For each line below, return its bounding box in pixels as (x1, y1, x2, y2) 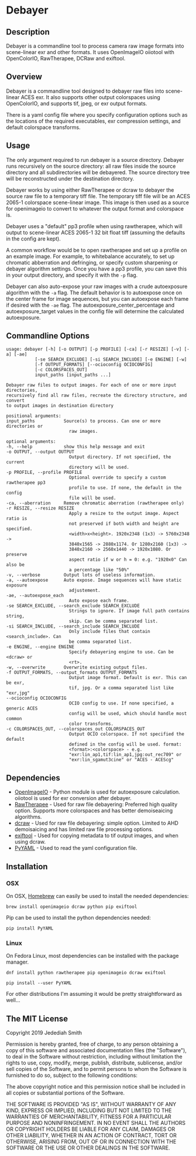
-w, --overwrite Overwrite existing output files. (6, 665, 148, 670)
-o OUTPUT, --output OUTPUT (6, 449, 75, 455)
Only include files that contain (68, 629, 150, 635)
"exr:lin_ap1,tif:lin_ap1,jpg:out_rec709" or (68, 752, 182, 758)
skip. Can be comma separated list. (68, 618, 159, 625)
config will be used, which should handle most (68, 711, 187, 717)
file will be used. (68, 495, 116, 501)
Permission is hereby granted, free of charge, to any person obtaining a (6, 1040, 178, 1047)
